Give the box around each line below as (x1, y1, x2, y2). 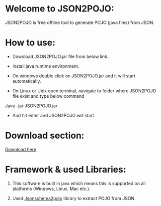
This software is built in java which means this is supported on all (12, 180, 146, 186)
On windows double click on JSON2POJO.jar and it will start (12, 73, 136, 79)
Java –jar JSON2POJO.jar (5, 103, 58, 109)
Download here (5, 146, 36, 152)
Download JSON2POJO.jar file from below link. (12, 53, 109, 59)
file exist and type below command (12, 93, 84, 99)
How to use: (5, 37, 56, 48)
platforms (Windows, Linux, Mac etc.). (12, 186, 90, 192)
